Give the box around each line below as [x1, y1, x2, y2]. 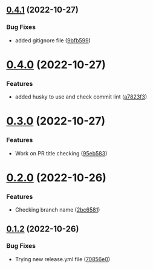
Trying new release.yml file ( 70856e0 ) [15, 255, 111, 262]
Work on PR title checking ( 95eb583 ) [15, 149, 108, 157]
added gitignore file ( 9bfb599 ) [15, 36, 91, 44]
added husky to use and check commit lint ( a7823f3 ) [15, 93, 148, 100]
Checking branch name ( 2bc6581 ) [15, 206, 100, 213]
